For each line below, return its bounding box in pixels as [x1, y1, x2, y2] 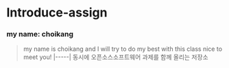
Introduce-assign [6, 5, 108, 21]
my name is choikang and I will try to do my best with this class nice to [23, 45, 223, 53]
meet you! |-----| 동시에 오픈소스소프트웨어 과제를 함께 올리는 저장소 [23, 53, 208, 61]
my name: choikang [6, 30, 73, 39]
